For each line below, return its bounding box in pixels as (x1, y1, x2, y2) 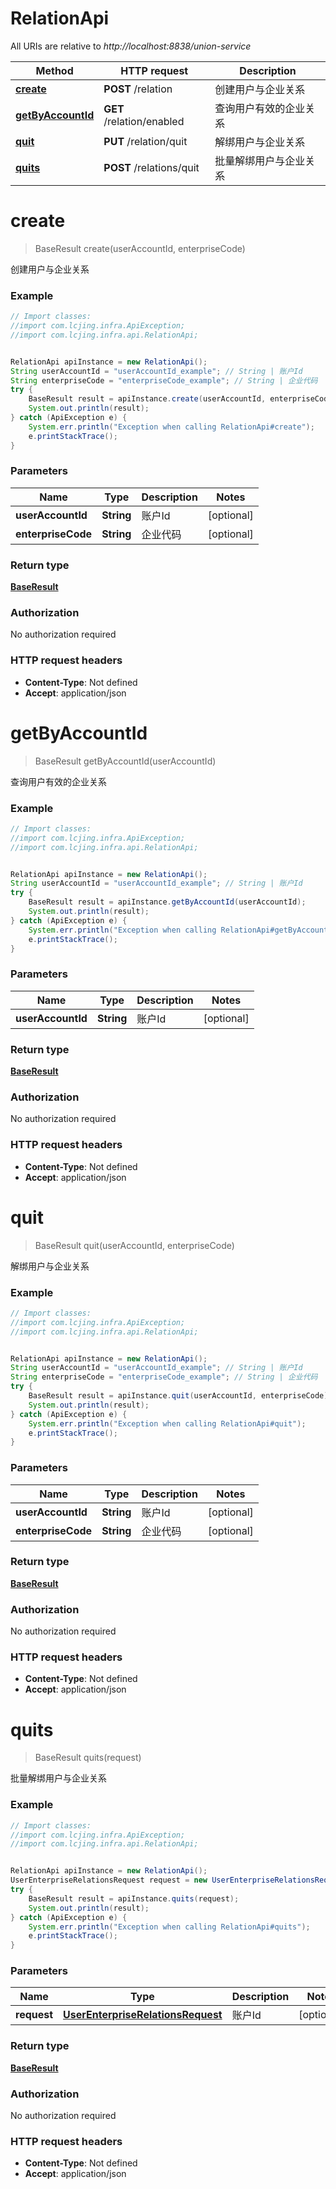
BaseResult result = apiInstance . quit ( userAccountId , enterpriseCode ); (28, 1391, 333, 1401)
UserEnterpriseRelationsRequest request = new (10, 1875, 208, 1886)
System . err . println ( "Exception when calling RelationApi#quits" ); (28, 1922, 311, 1932)
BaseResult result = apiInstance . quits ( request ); (28, 1893, 240, 1904)
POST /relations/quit (103, 160, 200, 174)
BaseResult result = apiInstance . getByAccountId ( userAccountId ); (28, 897, 307, 907)
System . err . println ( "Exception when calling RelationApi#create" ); (28, 422, 315, 432)
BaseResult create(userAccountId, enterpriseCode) (34, 242, 246, 254)
